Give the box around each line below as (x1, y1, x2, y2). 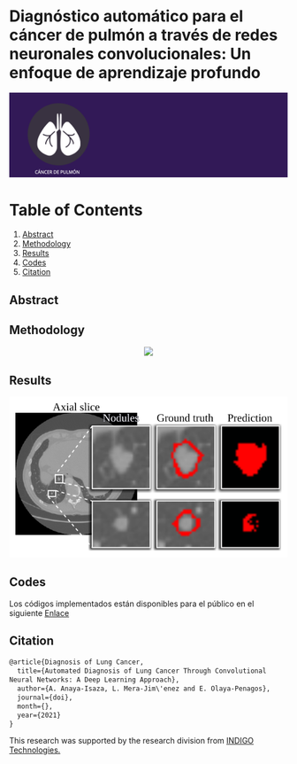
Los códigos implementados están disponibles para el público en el (9, 598, 255, 609)
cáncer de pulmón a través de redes (9, 25, 278, 45)
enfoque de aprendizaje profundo (9, 63, 261, 83)
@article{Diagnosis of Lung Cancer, (9, 658, 144, 667)
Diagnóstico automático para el (9, 6, 244, 27)
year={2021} (17, 711, 62, 720)
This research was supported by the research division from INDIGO (9, 736, 255, 746)
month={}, (17, 702, 53, 711)
